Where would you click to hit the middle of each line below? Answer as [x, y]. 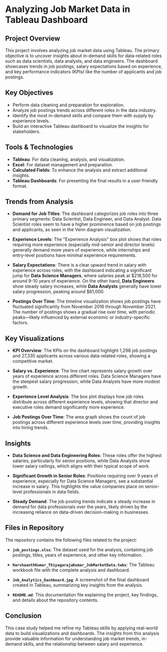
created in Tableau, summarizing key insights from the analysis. [78, 585]
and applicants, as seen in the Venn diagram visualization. [72, 230]
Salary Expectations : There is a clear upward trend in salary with [80, 265]
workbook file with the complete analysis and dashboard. [71, 570]
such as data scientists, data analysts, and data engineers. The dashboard [82, 61]
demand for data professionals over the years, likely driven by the [80, 507]
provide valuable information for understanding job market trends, [73, 638]
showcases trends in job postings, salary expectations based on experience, [84, 66]
